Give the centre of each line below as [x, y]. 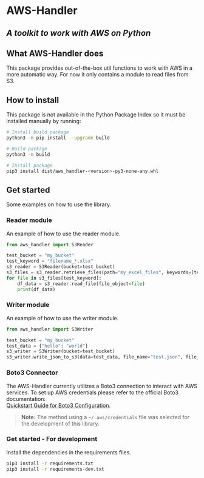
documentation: [26, 399]
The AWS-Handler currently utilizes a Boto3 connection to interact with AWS [102, 386]
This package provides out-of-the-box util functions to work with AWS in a [100, 68]
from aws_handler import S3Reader [50, 244]
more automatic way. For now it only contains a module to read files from [97, 75]
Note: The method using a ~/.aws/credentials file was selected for [105, 417]
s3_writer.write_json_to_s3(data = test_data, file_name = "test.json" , [95, 357]
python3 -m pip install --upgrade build [58, 138]
